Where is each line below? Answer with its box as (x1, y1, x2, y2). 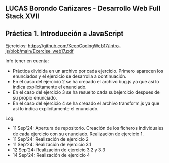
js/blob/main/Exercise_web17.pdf (5, 48, 74, 54)
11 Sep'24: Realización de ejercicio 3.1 (12, 142, 91, 148)
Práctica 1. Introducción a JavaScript (5, 29, 124, 38)
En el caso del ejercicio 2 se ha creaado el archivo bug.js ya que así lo (12, 79, 159, 85)
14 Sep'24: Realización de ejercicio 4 (12, 152, 90, 158)
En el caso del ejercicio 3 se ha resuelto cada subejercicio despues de (12, 89, 160, 95)
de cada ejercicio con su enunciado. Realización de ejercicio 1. (12, 131, 144, 137)
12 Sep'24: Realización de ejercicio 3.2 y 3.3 (12, 147, 106, 153)
